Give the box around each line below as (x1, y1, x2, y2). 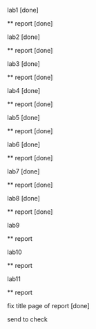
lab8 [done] (7, 194, 40, 202)
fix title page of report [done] (7, 302, 90, 310)
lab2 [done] (7, 33, 40, 41)
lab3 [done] (7, 60, 40, 68)
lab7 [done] (7, 167, 40, 176)
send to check (7, 315, 48, 323)
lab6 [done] (7, 140, 40, 149)
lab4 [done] (7, 87, 41, 94)
